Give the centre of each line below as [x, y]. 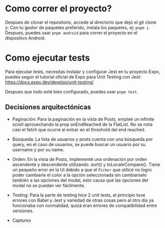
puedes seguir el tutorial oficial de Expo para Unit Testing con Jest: [73, 76]
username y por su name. [38, 150]
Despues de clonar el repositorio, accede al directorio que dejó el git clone [81, 22]
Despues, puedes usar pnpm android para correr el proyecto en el [71, 33]
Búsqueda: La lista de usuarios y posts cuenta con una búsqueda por [82, 139]
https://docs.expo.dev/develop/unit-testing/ [49, 82]
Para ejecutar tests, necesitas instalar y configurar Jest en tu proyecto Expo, [83, 72]
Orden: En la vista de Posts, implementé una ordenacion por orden [80, 159]
